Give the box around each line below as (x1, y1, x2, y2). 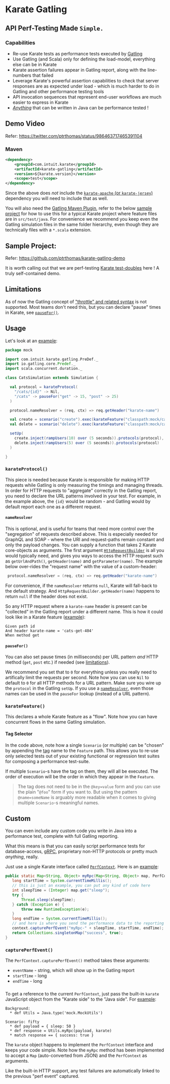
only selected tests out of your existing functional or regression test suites (5, 753, 160, 759)
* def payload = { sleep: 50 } (10, 1023, 76, 1029)
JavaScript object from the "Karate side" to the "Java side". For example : (5, 996, 157, 1002)
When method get (5, 632, 39, 638)
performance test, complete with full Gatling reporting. (5, 833, 119, 839)
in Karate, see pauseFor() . (5, 309, 59, 315)
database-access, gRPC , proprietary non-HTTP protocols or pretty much (5, 848, 158, 855)
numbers (12, 72, 32, 78)
